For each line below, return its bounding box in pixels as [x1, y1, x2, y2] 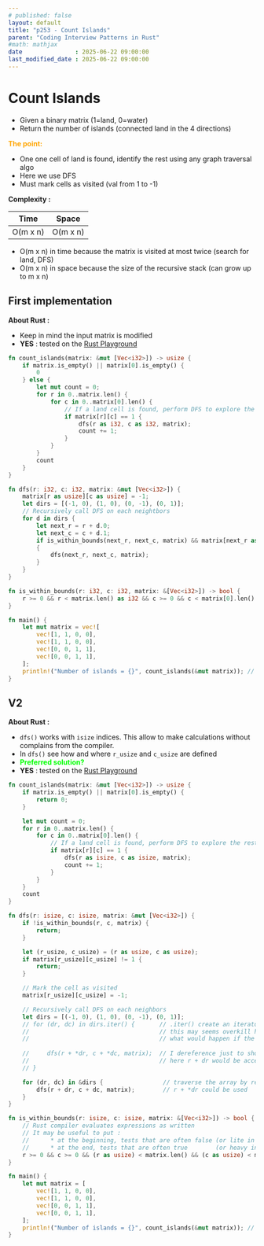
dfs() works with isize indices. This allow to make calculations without [19, 732, 251, 742]
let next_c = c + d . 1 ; [36, 529, 111, 537]
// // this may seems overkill [22, 1027, 251, 1035]
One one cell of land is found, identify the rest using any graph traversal [19, 154, 252, 164]
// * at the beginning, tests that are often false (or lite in [22, 1136, 255, 1145]
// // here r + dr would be [22, 1057, 241, 1065]
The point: [8, 138, 43, 148]
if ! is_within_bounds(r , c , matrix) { [22, 920, 149, 927]
